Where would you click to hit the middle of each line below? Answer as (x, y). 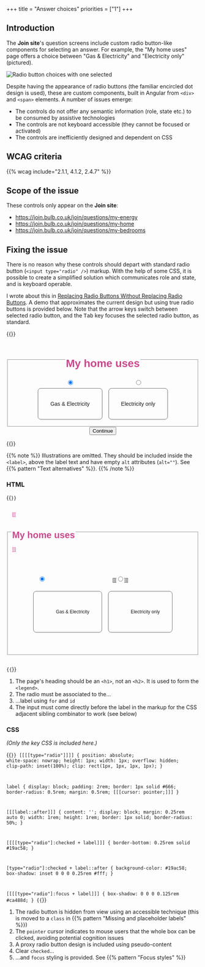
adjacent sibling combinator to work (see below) (76, 713)
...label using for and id (45, 701)
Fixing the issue (37, 250)
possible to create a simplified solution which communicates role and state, (101, 278)
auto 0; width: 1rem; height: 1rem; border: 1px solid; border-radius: (99, 817)
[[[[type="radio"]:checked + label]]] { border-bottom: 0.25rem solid (98, 843)
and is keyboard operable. (39, 284)
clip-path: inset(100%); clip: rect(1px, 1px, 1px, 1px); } (85, 766)
